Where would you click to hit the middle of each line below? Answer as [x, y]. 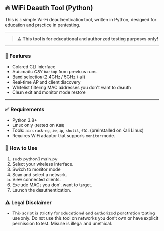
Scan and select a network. [40, 174]
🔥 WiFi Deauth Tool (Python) [49, 8]
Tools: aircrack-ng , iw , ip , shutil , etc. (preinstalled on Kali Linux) [78, 130]
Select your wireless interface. [43, 164]
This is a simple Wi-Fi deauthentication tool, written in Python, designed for [81, 19]
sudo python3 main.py [35, 159]
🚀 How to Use [21, 148]
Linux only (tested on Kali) [38, 125]
